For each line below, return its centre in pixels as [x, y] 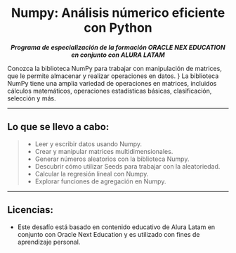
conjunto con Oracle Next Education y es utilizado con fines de [109, 234]
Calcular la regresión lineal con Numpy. [92, 174]
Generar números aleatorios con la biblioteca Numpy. [112, 159]
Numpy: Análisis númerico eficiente [118, 13]
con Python [118, 28]
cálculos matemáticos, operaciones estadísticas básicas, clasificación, [110, 91]
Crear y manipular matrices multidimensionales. [104, 151]
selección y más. [32, 98]
